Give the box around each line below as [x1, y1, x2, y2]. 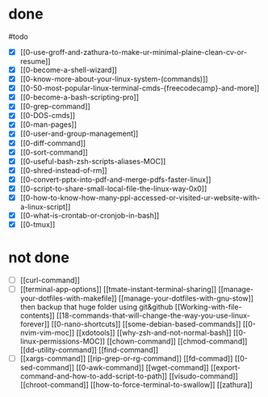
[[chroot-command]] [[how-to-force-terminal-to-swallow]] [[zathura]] [19, 380, 253, 390]
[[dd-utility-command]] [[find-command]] [19, 345, 159, 355]
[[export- [210, 363, 241, 373]
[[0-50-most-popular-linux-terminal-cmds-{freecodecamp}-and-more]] [19, 83, 260, 93]
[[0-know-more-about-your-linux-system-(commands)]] [19, 74, 208, 84]
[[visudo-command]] [169, 371, 238, 381]
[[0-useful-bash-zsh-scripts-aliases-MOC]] [19, 156, 166, 166]
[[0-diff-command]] [19, 138, 86, 148]
